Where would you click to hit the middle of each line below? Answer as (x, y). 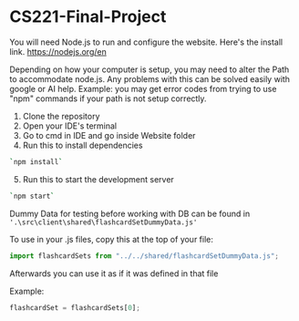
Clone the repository (61, 116)
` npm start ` (32, 196)
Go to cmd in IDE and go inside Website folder (109, 135)
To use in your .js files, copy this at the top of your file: (112, 239)
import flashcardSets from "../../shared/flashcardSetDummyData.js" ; (144, 256)
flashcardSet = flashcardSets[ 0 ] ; (75, 307)
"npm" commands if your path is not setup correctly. (108, 98)
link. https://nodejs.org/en (58, 51)
